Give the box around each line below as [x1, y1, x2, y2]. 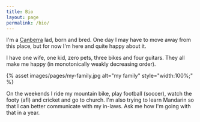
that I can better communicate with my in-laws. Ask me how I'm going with [6, 103, 191, 110]
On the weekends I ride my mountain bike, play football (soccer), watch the [6, 90, 192, 97]
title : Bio [6, 8, 34, 15]
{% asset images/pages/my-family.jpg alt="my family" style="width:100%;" [6, 72, 193, 80]
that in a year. [6, 109, 40, 117]
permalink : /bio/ [6, 20, 50, 26]
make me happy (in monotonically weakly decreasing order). [6, 60, 156, 68]
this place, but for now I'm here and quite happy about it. [6, 42, 147, 50]
